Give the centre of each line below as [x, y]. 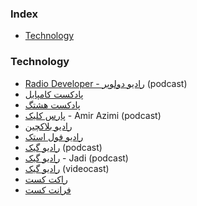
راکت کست [46, 179]
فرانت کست [48, 189]
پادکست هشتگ [52, 104]
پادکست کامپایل [54, 94]
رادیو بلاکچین [48, 126]
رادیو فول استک [54, 136]
